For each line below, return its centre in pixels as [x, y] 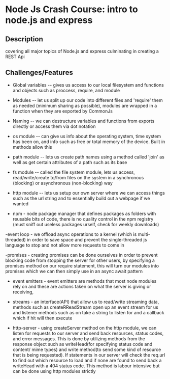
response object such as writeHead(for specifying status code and [82, 344]
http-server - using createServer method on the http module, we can [84, 328]
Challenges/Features [39, 73]
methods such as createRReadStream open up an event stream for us [85, 307]
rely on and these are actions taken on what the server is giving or [82, 286]
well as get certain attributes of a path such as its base [70, 162]
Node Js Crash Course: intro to [72, 9]
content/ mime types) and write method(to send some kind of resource [87, 349]
